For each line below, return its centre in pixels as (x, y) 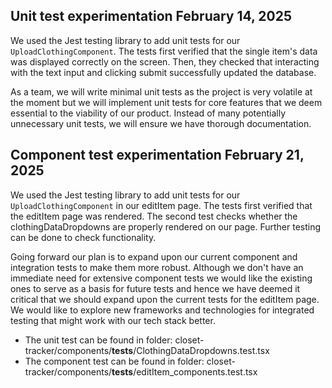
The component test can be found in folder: (114, 361)
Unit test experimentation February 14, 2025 (151, 16)
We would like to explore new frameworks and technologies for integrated (162, 310)
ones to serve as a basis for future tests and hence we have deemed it (155, 288)
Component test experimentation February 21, (157, 155)
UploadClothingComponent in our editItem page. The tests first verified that (161, 205)
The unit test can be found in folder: (98, 340)
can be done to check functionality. (83, 237)
